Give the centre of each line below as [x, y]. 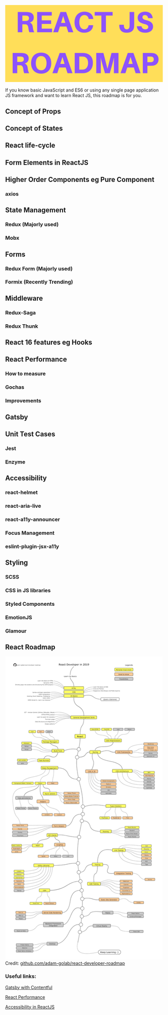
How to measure [25, 374]
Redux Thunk [22, 326]
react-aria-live [23, 506]
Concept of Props [33, 111]
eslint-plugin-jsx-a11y [32, 546]
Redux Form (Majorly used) [39, 268]
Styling [17, 563]
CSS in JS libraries [28, 591]
